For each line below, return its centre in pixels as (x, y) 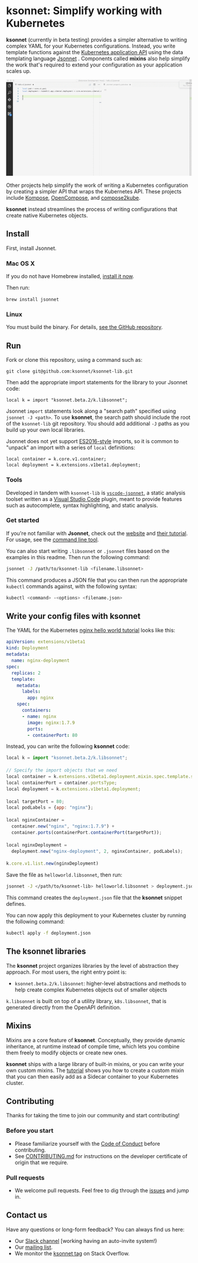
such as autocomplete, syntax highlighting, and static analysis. (82, 505)
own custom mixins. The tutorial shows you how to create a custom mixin (95, 1070)
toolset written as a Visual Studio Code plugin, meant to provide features (94, 499)
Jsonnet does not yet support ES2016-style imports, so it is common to (93, 441)
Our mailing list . (34, 1247)
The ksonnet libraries (46, 952)
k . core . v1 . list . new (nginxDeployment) (52, 864)
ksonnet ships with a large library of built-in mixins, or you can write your (95, 1064)
